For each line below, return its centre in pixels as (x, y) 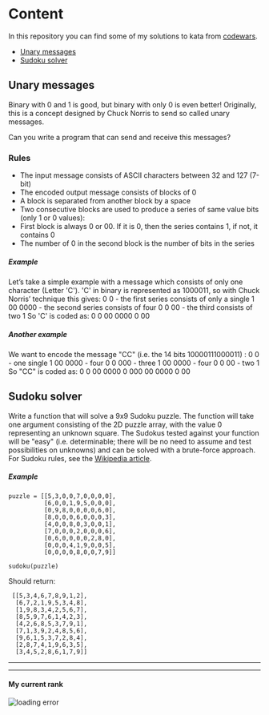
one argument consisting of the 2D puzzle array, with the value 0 (115, 424)
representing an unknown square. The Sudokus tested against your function (134, 432)
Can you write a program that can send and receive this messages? (119, 137)
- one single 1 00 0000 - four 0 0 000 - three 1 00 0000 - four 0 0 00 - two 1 (134, 363)
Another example (38, 334)
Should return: (32, 580)
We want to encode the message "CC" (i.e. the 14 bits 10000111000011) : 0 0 (134, 354)
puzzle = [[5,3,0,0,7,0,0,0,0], (62, 496)
